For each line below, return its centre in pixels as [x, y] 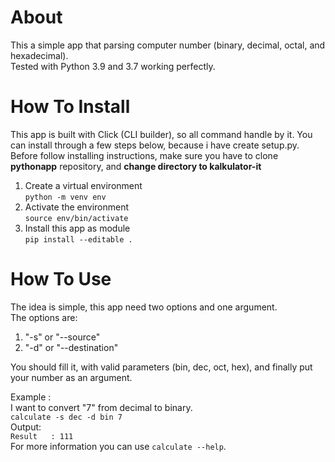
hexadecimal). [39, 55]
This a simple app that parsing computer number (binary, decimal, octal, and [168, 45]
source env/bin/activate [76, 218]
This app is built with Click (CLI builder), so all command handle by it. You [161, 134]
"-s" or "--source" [62, 337]
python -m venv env [65, 197]
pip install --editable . [78, 239]
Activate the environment [77, 207]
